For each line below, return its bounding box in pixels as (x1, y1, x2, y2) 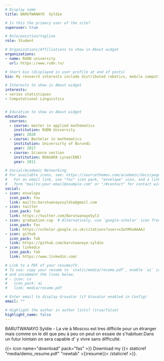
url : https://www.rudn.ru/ (9, 60, 64, 66)
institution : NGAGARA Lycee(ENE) (14, 154, 82, 160)
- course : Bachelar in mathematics (9, 137, 82, 142)
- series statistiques (5, 92, 51, 97)
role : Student (5, 38, 34, 43)
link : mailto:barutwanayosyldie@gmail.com (9, 200, 97, 205)
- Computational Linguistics (5, 96, 64, 101)
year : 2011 (14, 159, 36, 164)
